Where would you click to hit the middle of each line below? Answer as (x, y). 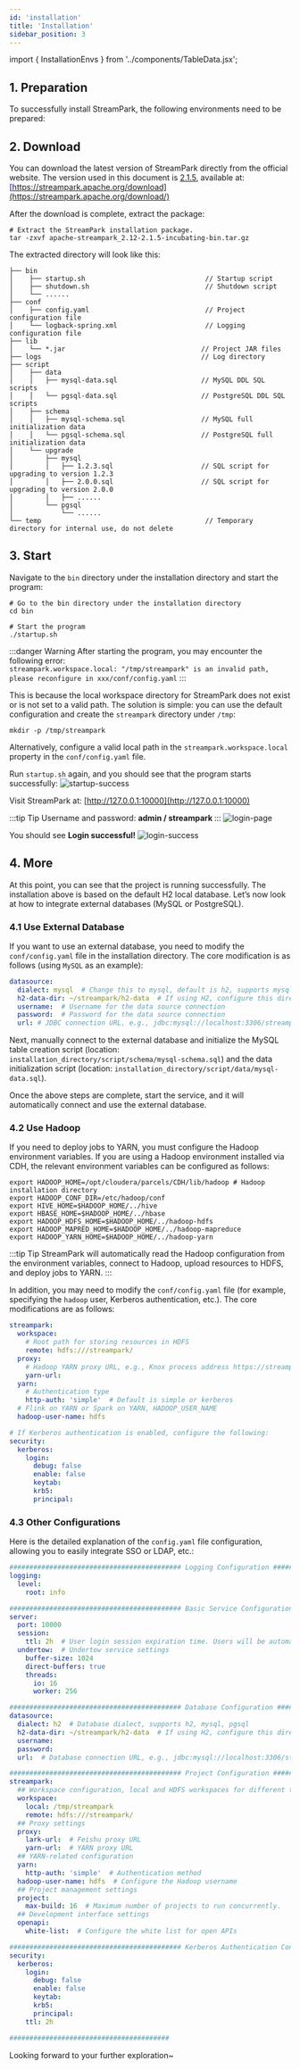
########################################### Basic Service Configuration (151, 1608)
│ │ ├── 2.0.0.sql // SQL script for (139, 482)
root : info (46, 1592)
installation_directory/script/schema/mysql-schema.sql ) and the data (141, 1059)
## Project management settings (78, 1890)
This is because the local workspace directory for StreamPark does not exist (150, 695)
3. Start (30, 556)
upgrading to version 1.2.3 (62, 474)
